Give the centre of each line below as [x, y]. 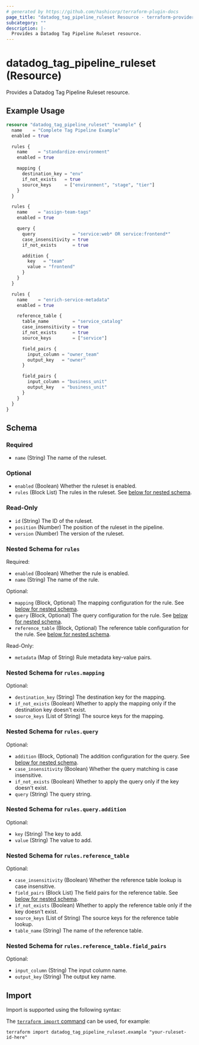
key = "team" [46, 261]
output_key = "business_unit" [68, 387]
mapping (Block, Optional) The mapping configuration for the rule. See [99, 602]
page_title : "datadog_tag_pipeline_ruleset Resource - [75, 17]
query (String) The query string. [53, 794]
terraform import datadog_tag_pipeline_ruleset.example [76, 1033]
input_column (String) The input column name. [71, 971]
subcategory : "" [26, 23]
